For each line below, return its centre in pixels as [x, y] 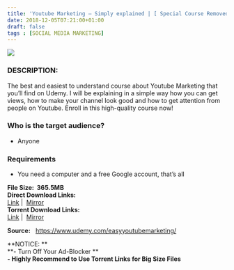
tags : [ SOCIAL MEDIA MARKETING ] [56, 33]
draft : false [26, 26]
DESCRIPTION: [33, 70]
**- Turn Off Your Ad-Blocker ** [53, 252]
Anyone [28, 141]
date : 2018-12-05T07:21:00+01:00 [56, 20]
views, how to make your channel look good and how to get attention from [114, 100]
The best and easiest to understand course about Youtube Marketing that [112, 86]
